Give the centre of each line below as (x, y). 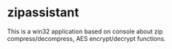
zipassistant (43, 13)
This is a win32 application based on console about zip (85, 31)
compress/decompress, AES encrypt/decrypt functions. (87, 38)
